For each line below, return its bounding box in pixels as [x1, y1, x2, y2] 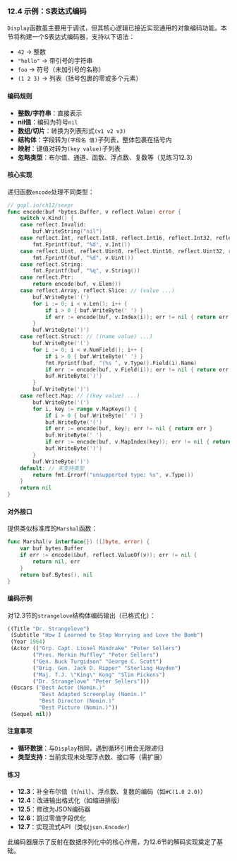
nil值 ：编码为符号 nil [17, 117, 78, 126]
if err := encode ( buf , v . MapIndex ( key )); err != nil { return [44, 439, 232, 446]
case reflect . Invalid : [20, 221, 87, 229]
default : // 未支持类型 [20, 465, 85, 472]
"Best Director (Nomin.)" [38, 698, 115, 705]
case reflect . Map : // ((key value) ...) [20, 393, 140, 400]
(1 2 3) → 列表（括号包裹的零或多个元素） [17, 74, 142, 83]
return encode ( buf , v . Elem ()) [32, 281, 121, 288]
